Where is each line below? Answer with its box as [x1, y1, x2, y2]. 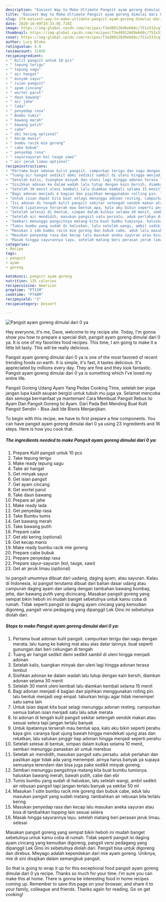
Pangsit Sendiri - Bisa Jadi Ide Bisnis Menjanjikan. [5, 406, 107, 412]
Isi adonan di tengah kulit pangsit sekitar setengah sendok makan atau [12, 714, 156, 720]
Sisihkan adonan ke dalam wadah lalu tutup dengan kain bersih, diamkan [12, 672, 161, 678]
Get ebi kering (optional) [12, 534, 63, 540]
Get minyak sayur [12, 471, 49, 476]
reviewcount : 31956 [5, 48, 46, 53]
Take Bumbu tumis [12, 513, 51, 519]
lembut [12, 667, 28, 673]
